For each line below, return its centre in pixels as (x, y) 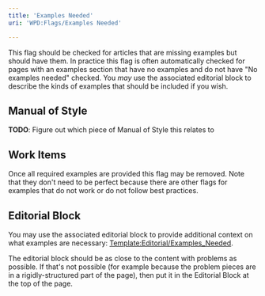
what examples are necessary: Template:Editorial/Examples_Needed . (121, 243)
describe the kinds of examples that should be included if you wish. (118, 86)
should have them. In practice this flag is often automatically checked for (127, 61)
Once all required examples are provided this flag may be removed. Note (127, 174)
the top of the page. (41, 283)
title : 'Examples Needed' (51, 15)
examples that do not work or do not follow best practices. (104, 191)
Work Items (37, 155)
